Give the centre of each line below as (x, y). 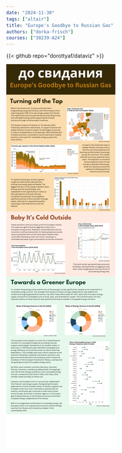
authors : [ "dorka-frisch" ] (40, 32)
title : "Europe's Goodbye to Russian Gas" (60, 25)
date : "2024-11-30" (30, 13)
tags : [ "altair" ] (28, 19)
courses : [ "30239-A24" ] (36, 38)
